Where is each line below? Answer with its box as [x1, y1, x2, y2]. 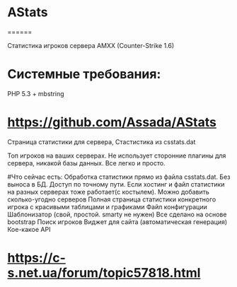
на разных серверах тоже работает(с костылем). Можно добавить [7, 187, 210, 196]
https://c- [7, 250, 66, 266]
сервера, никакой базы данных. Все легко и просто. [7, 158, 166, 167]
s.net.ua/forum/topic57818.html [7, 265, 201, 281]
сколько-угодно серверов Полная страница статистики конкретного [7, 195, 216, 204]
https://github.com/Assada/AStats [7, 115, 217, 131]
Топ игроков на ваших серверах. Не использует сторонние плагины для [7, 151, 226, 160]
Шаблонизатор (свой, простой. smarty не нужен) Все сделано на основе [7, 210, 227, 218]
